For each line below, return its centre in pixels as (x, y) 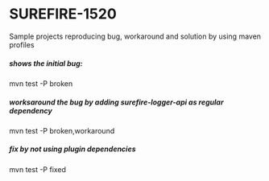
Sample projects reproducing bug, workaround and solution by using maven (135, 36)
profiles (22, 44)
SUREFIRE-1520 (63, 14)
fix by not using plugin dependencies (72, 149)
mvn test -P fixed (38, 169)
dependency (31, 110)
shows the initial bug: (46, 63)
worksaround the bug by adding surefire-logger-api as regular (116, 102)
